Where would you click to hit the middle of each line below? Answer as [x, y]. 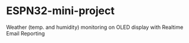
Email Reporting [26, 33]
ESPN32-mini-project [60, 11]
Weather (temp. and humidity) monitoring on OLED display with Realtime [95, 27]
